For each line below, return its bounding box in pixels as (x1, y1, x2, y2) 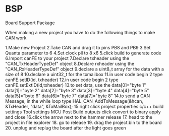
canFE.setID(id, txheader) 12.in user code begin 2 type (5, 77, 119, 83)
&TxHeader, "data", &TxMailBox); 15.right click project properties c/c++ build (5, 103, 164, 109)
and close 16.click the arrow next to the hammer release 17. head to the (5, 114, 153, 120)
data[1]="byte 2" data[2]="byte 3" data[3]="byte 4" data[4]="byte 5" (5, 87, 149, 93)
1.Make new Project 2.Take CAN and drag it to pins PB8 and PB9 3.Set (5, 44, 151, 50)
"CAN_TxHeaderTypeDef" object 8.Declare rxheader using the (5, 60, 135, 66)
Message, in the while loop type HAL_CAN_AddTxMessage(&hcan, (5, 98, 144, 104)
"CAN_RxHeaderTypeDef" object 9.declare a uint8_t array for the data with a (5, 66, 164, 72)
